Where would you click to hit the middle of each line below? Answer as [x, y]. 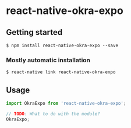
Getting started [34, 32]
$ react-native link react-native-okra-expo [61, 72]
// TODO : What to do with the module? [53, 114]
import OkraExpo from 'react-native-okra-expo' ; [66, 104]
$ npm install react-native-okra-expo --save [62, 45]
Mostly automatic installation [48, 60]
